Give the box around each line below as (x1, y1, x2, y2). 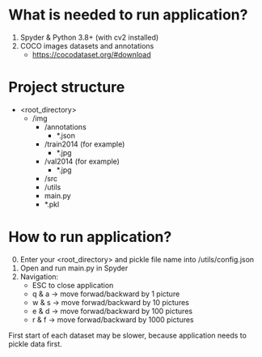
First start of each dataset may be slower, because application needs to (8, 330, 247, 340)
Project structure (8, 79, 125, 96)
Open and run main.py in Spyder (19, 263, 129, 273)
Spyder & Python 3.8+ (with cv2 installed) (19, 32, 159, 42)
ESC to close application (32, 280, 114, 290)
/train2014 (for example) (44, 139, 125, 149)
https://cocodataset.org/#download (32, 49, 151, 59)
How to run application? (8, 228, 172, 246)
